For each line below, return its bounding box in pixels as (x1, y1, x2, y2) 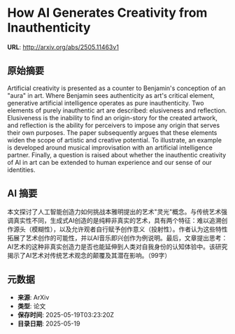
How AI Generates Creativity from (7, 5, 208, 21)
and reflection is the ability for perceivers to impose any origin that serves (7, 121, 220, 129)
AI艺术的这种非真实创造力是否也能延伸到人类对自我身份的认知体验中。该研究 (7, 242, 228, 251)
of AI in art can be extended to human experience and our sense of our (7, 158, 212, 166)
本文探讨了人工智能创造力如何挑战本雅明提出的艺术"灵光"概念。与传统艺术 (7, 208, 222, 216)
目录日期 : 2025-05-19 (17, 319, 80, 328)
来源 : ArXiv (17, 293, 50, 302)
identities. (7, 166, 36, 174)
